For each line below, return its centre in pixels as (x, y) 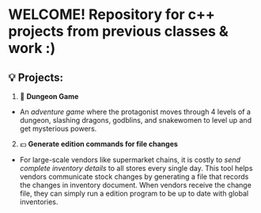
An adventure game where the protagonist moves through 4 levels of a (135, 112)
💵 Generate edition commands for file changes (98, 144)
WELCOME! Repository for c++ (112, 15)
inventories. (39, 202)
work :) (32, 48)
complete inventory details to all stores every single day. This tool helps (136, 168)
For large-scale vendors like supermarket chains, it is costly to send (130, 160)
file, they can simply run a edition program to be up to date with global (134, 193)
